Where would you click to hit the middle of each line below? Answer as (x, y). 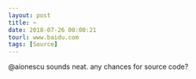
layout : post (30, 15)
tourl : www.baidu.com (44, 37)
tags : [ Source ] (33, 45)
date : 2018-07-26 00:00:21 (52, 30)
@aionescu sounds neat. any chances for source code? (98, 66)
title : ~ (22, 23)
